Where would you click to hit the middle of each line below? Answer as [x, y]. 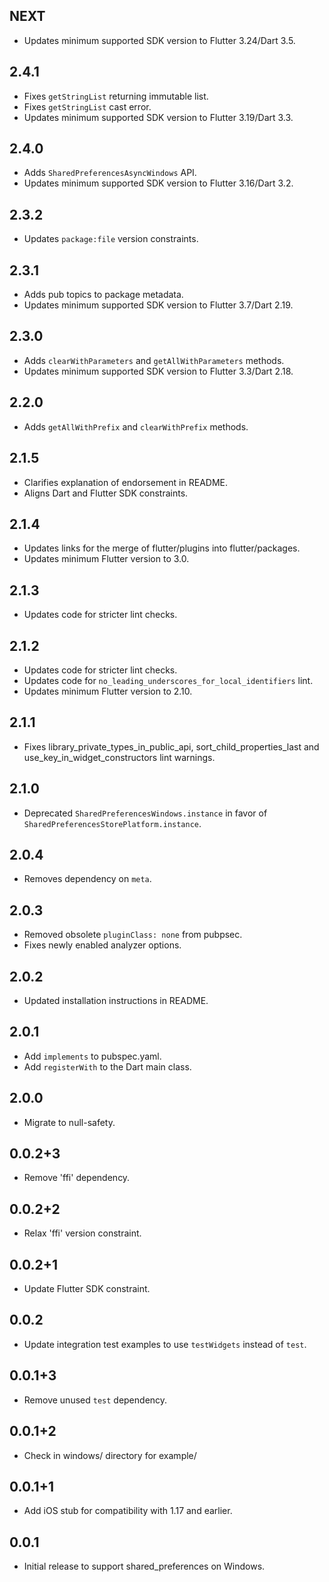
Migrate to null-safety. [69, 1122]
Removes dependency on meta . [87, 879]
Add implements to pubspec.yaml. [92, 1056]
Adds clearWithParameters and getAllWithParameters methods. [154, 360]
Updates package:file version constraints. [111, 239]
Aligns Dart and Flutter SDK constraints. [106, 493]
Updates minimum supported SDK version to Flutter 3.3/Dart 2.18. [158, 371]
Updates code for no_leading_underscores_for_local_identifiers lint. [168, 680]
